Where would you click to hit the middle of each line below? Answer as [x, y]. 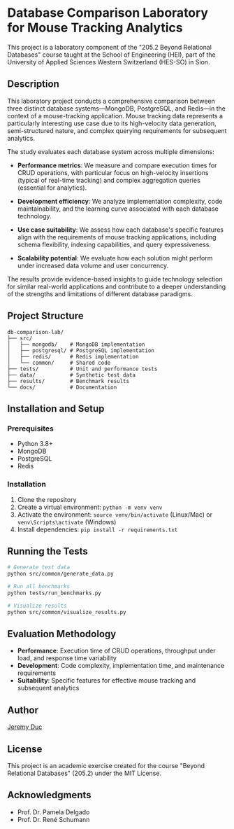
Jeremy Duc [25, 727]
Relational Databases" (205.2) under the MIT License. [85, 773]
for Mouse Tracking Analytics [95, 28]
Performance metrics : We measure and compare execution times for [117, 165]
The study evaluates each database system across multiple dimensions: [111, 151]
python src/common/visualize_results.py [67, 612]
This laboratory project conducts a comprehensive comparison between [111, 101]
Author [23, 710]
